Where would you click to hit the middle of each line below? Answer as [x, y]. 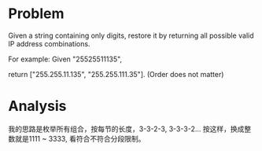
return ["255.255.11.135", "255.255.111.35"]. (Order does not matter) [116, 74]
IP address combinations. [49, 43]
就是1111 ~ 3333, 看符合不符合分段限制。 [80, 138]
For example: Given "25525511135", [65, 59]
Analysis [37, 106]
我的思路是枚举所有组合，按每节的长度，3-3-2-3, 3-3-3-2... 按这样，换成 [126, 129]
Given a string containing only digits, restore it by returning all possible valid [131, 35]
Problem [36, 14]
